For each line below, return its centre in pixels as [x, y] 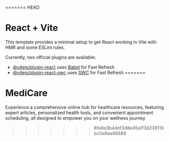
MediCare [26, 93]
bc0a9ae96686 [110, 133]
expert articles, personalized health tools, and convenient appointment [79, 112]
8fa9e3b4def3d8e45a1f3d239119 [129, 128]
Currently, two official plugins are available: [51, 57]
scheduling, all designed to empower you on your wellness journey [75, 118]
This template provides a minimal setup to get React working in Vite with [81, 42]
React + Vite [32, 28]
